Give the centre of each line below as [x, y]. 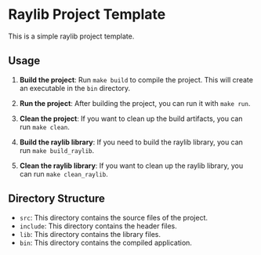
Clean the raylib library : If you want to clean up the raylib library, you [131, 166]
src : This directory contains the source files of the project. [113, 217]
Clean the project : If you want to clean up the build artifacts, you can [131, 118]
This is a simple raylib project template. [71, 36]
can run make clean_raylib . [63, 173]
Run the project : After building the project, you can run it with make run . [135, 103]
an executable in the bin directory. [75, 88]
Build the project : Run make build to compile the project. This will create [136, 79]
